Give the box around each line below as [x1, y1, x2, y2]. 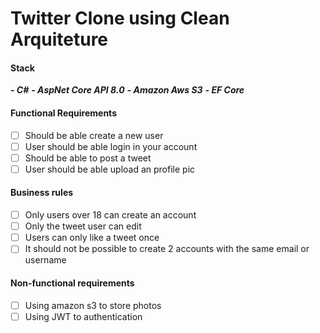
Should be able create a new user [24, 129, 164, 141]
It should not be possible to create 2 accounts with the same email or [24, 243, 310, 255]
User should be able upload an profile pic [24, 163, 196, 175]
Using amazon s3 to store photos [24, 299, 162, 311]
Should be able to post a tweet [24, 152, 152, 164]
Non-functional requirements [10, 277, 135, 289]
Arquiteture [10, 28, 109, 51]
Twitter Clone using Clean [10, 7, 230, 30]
